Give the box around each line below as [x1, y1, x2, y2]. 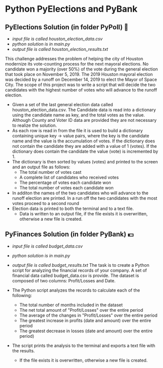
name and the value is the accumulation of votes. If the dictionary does [12, 138, 155, 144]
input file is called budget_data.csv [12, 243, 83, 249]
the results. [12, 347, 35, 353]
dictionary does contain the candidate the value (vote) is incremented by [12, 148, 159, 154]
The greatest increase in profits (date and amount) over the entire [19, 317, 151, 323]
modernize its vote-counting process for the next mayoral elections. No [5, 61, 149, 67]
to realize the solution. [12, 122, 57, 128]
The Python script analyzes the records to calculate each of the [12, 287, 140, 293]
